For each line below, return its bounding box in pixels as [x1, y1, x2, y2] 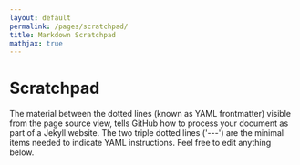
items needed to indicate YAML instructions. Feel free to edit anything [9, 138, 272, 149]
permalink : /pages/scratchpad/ [9, 22, 129, 31]
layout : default [9, 13, 71, 23]
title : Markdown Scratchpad [9, 30, 117, 39]
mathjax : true [9, 38, 64, 48]
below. [9, 147, 35, 158]
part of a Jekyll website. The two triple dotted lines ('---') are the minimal [9, 128, 284, 139]
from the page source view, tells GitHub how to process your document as [9, 118, 289, 129]
